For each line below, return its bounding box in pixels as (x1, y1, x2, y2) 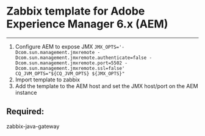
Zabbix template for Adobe (6, 4, 145, 18)
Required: (6, 106, 45, 117)
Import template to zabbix (15, 76, 81, 83)
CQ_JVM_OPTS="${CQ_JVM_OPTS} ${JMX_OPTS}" (15, 70, 125, 76)
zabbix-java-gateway (6, 123, 60, 130)
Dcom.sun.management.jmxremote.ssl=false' (15, 65, 125, 71)
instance (15, 89, 37, 96)
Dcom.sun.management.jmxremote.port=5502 (15, 59, 122, 66)
